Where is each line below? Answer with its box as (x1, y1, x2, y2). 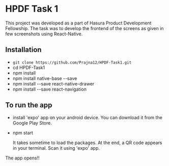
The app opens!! (5, 155, 40, 161)
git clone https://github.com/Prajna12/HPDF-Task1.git (12, 60, 132, 65)
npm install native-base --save (12, 75, 77, 81)
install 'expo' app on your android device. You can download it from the (12, 114, 163, 120)
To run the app (5, 101, 52, 109)
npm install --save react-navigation (12, 86, 87, 92)
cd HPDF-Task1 (12, 64, 45, 70)
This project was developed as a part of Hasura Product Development (5, 20, 152, 26)
